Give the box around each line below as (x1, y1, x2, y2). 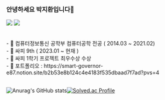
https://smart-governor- (43, 62, 104, 69)
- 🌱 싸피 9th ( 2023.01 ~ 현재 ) (6, 47, 79, 54)
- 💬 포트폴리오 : (6, 62, 43, 69)
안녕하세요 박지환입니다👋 (6, 5, 75, 13)
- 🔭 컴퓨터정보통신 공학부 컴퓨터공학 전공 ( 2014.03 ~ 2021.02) (6, 40, 155, 47)
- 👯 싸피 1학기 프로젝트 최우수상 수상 (6, 55, 92, 62)
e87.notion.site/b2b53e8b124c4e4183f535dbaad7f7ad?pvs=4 (6, 69, 160, 76)
